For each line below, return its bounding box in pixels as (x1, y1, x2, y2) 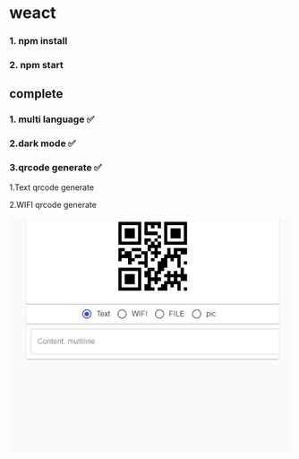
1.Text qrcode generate (9, 182, 95, 193)
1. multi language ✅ (9, 113, 95, 126)
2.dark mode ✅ (9, 137, 76, 150)
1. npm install (9, 35, 68, 48)
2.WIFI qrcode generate (9, 199, 97, 210)
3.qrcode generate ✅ (9, 161, 103, 174)
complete (9, 86, 64, 101)
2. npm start (9, 59, 64, 72)
